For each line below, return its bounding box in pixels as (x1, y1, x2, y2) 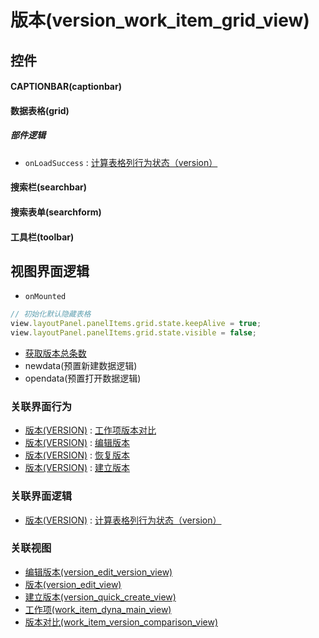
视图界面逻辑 (10, 262, 90, 280)
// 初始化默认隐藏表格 (10, 309, 92, 320)
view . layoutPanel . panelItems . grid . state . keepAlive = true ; (10, 319, 262, 329)
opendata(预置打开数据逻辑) (24, 372, 142, 384)
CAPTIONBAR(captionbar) (10, 81, 122, 93)
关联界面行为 (10, 399, 73, 413)
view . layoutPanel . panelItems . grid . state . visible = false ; (10, 328, 257, 338)
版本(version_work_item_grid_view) (10, 9, 310, 32)
